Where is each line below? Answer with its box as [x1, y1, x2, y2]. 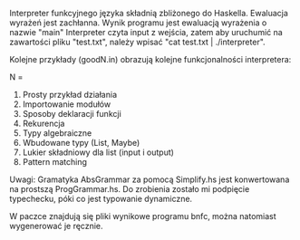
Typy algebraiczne [22, 128, 92, 139]
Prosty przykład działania [22, 90, 118, 100]
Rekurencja [22, 118, 65, 129]
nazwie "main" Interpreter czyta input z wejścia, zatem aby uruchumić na [9, 27, 283, 37]
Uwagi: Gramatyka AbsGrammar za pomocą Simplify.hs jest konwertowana [9, 174, 290, 185]
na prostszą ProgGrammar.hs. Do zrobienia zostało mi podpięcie [9, 184, 250, 194]
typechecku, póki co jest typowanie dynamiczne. [9, 194, 193, 204]
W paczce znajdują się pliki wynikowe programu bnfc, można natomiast [9, 211, 276, 221]
